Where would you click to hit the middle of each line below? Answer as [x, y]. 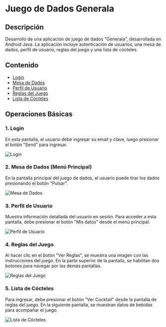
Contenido [22, 65]
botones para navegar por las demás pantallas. [53, 266]
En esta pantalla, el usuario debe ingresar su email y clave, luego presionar [82, 139]
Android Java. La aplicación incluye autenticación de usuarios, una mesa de [83, 44]
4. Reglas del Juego [29, 245]
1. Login [15, 129]
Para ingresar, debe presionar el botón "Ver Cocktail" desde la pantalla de [81, 299]
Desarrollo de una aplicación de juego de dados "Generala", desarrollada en [83, 39]
